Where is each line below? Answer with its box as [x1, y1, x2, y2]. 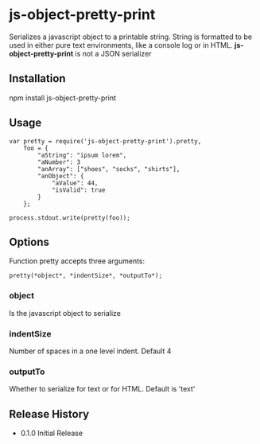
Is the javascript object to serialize [9, 308, 122, 317]
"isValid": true [51, 185, 106, 194]
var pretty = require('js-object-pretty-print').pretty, [9, 137, 202, 145]
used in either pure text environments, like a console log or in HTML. [9, 40, 233, 49]
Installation [9, 72, 66, 85]
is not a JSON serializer [75, 49, 152, 58]
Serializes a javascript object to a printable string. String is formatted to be [9, 32, 253, 41]
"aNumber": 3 [37, 158, 81, 166]
